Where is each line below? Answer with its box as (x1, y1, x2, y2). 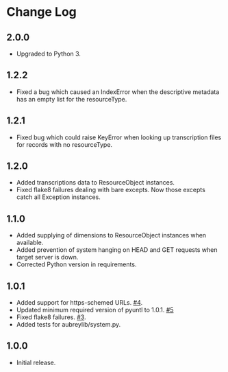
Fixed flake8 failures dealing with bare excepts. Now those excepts (16, 186, 206, 194)
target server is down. (16, 253, 79, 261)
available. (16, 238, 44, 247)
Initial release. (16, 358, 56, 367)
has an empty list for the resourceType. (16, 95, 127, 103)
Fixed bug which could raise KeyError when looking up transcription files (16, 133, 222, 141)
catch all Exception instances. (16, 193, 101, 201)
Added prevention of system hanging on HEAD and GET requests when (16, 246, 218, 254)
